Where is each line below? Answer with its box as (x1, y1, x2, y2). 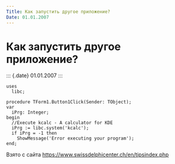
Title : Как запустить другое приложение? (6, 8, 111, 15)
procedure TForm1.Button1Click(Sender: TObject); (6, 99, 132, 105)
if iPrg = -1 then (11, 130, 58, 137)
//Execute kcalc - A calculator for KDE (11, 120, 113, 126)
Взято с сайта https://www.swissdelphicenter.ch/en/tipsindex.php (6, 151, 169, 158)
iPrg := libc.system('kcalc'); (11, 125, 89, 131)
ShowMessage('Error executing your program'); (17, 135, 135, 141)
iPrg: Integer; (11, 109, 49, 116)
